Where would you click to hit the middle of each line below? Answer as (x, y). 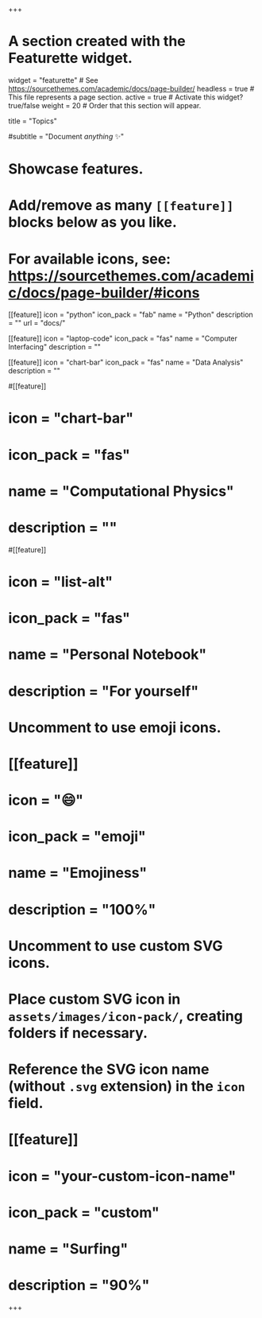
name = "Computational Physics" (121, 491)
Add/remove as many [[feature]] (121, 206)
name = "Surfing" (68, 1248)
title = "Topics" (33, 121)
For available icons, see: (90, 259)
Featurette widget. (71, 58)
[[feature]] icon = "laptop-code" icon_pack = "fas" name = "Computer (123, 338)
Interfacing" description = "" (54, 347)
